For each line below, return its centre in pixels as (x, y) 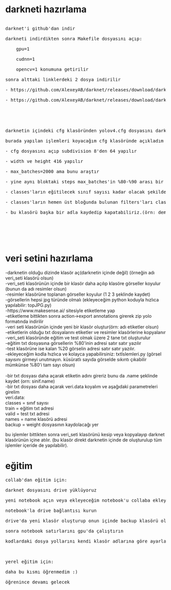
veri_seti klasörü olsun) (30, 278)
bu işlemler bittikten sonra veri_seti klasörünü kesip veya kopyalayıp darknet (85, 434)
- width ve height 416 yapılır (44, 161)
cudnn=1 (25, 59)
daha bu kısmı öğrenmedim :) (41, 572)
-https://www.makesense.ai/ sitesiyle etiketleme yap (60, 311)
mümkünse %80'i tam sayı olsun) (40, 365)
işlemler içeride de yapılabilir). (37, 445)
